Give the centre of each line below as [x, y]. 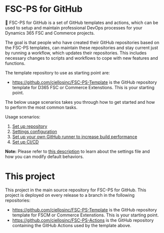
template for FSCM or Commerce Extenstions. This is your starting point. [85, 215]
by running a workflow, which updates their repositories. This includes [76, 53]
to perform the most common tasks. [41, 107]
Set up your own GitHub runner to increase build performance [75, 137]
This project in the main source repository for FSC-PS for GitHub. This [76, 190]
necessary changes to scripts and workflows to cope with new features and [82, 58]
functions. [15, 63]
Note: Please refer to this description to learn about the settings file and [78, 151]
